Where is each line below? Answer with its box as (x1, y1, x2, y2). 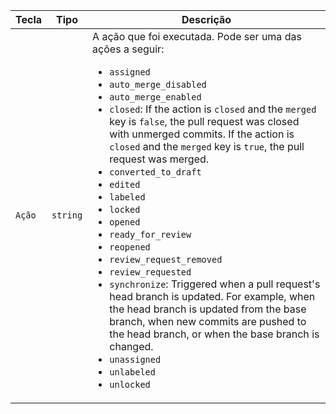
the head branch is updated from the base (109, 302, 307, 316)
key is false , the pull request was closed (109, 115, 300, 128)
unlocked (109, 379, 151, 390)
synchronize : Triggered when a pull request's (109, 277, 321, 291)
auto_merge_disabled (109, 79, 207, 90)
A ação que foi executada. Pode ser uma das (92, 30, 302, 43)
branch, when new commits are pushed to (109, 315, 307, 328)
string (51, 210, 83, 221)
